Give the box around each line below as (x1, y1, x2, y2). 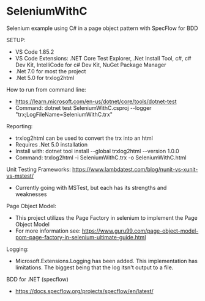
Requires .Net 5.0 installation (15, 140, 88, 148)
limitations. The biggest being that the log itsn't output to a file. (15, 264, 174, 271)
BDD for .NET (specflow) (6, 275, 69, 283)
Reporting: (6, 122, 33, 129)
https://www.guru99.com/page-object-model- (81, 227, 199, 234)
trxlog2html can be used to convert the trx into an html (15, 134, 153, 142)
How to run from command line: (6, 85, 87, 93)
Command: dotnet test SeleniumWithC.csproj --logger (15, 104, 152, 111)
